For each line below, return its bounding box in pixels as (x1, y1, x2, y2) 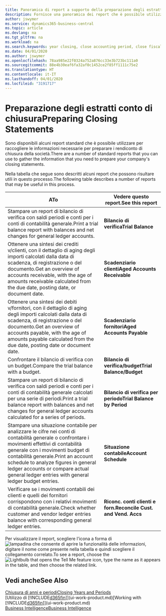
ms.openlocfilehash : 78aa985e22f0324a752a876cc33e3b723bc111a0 (5, 58, 138, 63)
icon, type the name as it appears (92, 556, 161, 562)
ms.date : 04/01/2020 (5, 49, 48, 54)
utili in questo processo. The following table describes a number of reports (5, 176, 156, 182)
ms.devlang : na (5, 30, 37, 35)
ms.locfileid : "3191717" (5, 81, 56, 86)
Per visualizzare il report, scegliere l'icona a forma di (5, 536, 112, 542)
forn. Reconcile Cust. (104, 504, 153, 511)
